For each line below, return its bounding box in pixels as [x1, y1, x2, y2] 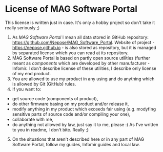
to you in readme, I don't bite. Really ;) [12, 127, 89, 132]
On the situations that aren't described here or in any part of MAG [12, 136, 144, 142]
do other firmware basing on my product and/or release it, [12, 101, 129, 107]
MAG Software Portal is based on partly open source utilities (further [12, 55, 150, 61]
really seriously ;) [5, 24, 40, 30]
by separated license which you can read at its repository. [12, 50, 129, 56]
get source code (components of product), [12, 95, 99, 101]
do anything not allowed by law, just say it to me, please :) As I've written [12, 121, 159, 128]
